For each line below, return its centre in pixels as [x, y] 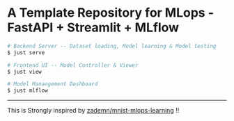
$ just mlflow [28, 91]
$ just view [24, 72]
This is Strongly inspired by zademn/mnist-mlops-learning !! [93, 111]
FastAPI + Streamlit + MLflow [93, 27]
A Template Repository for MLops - [111, 13]
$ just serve [26, 53]
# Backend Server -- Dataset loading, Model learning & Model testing [112, 46]
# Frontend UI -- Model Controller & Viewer [73, 65]
